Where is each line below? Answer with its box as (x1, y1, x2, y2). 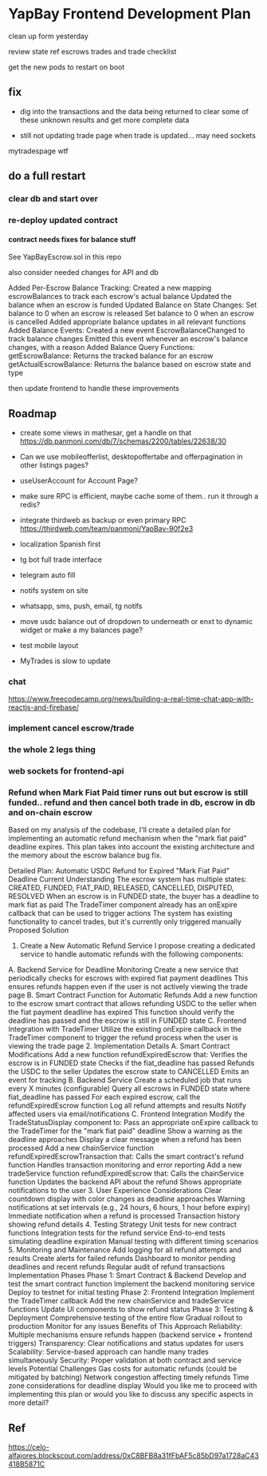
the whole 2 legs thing (8, 744, 96, 755)
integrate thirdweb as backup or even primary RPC (19, 515, 187, 524)
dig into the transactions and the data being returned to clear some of (19, 106, 249, 116)
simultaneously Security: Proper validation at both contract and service (8, 1355, 242, 1365)
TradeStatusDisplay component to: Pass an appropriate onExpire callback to (8, 1118, 259, 1128)
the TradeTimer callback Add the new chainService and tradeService (8, 1296, 235, 1306)
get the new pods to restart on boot (8, 62, 125, 72)
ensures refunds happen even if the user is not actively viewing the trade (8, 982, 249, 992)
